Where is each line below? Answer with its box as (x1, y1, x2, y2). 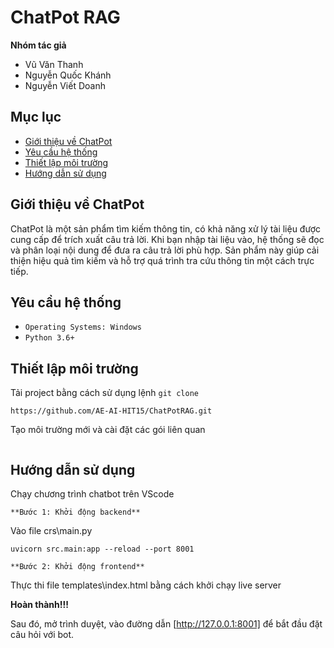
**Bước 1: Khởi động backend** (10, 507, 141, 517)
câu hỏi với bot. (10, 629, 75, 640)
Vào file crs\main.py (10, 525, 93, 536)
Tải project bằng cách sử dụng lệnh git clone (10, 387, 199, 399)
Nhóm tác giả (10, 39, 67, 51)
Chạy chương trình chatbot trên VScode (10, 488, 175, 500)
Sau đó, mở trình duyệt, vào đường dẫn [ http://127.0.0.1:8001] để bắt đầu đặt (10, 618, 323, 630)
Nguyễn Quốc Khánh (24, 69, 112, 81)
